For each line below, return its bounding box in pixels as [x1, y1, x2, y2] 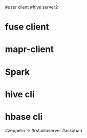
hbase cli [5, 111, 43, 122]
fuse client [5, 22, 49, 32]
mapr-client [5, 44, 54, 55]
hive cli [5, 88, 35, 100]
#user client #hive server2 [5, 4, 58, 10]
